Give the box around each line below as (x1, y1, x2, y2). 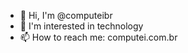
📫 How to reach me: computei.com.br (19, 31, 178, 43)
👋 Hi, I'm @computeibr (19, 10, 113, 21)
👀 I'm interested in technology (19, 20, 144, 32)
